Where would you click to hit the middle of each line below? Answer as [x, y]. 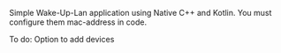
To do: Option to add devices [62, 39]
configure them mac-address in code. [78, 22]
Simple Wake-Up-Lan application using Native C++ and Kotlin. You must [140, 13]
